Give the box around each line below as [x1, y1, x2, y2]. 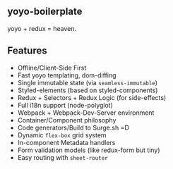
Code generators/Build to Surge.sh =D [17, 123, 129, 132]
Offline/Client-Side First [17, 63, 87, 72]
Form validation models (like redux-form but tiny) [17, 146, 160, 154]
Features [7, 45, 47, 57]
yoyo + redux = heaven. [7, 24, 76, 32]
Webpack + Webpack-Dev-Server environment [17, 108, 155, 117]
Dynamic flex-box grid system [17, 130, 107, 139]
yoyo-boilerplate [7, 6, 83, 18]
